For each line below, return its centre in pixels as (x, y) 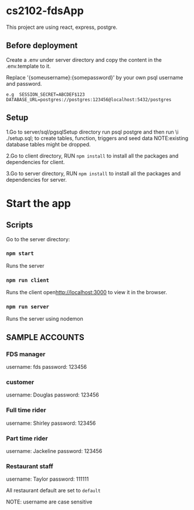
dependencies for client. (35, 162)
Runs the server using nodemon (45, 319)
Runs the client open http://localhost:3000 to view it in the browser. (87, 292)
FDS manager (26, 354)
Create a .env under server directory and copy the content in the (84, 59)
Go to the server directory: (38, 239)
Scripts (20, 225)
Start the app (39, 203)
